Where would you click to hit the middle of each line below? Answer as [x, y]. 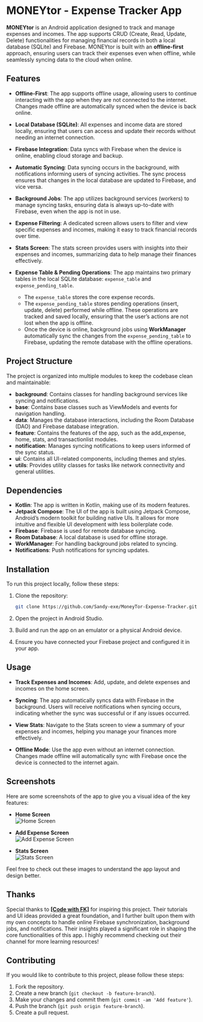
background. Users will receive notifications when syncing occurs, [98, 706]
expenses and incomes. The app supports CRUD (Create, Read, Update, [96, 33]
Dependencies [34, 490]
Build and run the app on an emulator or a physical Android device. [98, 630]
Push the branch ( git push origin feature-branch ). [80, 1006]
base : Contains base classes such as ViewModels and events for [96, 407]
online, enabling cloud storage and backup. [69, 155]
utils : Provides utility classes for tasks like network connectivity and [100, 465]
